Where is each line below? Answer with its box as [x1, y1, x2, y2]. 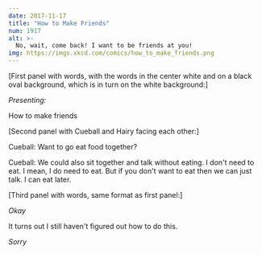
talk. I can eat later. [8, 174, 72, 184]
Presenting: [8, 96, 47, 104]
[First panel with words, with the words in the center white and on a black [8, 72, 252, 80]
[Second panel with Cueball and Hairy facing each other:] [8, 126, 200, 136]
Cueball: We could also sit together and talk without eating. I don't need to [8, 158, 255, 167]
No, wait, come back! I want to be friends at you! [15, 42, 193, 50]
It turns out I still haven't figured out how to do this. [8, 222, 178, 231]
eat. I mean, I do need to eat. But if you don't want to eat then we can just [8, 166, 252, 175]
